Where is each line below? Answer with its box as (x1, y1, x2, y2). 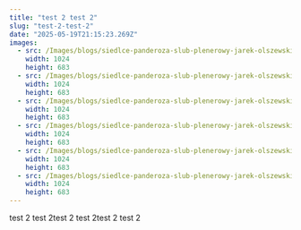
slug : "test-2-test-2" (9, 21, 94, 30)
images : (9, 38, 39, 47)
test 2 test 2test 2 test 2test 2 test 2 (9, 212, 142, 223)
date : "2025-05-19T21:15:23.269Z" (9, 30, 139, 38)
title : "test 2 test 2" (9, 13, 99, 22)
